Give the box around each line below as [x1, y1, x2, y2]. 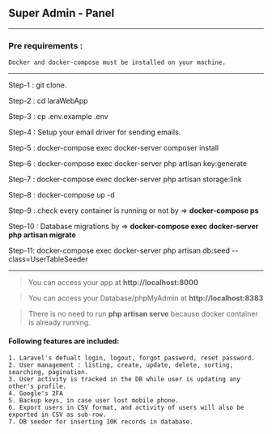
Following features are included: [8, 336, 120, 346]
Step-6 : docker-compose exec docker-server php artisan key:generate [8, 159, 248, 168]
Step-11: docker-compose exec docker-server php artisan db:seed [8, 246, 231, 256]
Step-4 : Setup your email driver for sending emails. [8, 127, 181, 137]
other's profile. [8, 382, 67, 391]
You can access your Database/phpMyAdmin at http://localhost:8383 [28, 293, 264, 303]
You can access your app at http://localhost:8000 [28, 278, 198, 287]
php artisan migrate [8, 230, 77, 240]
